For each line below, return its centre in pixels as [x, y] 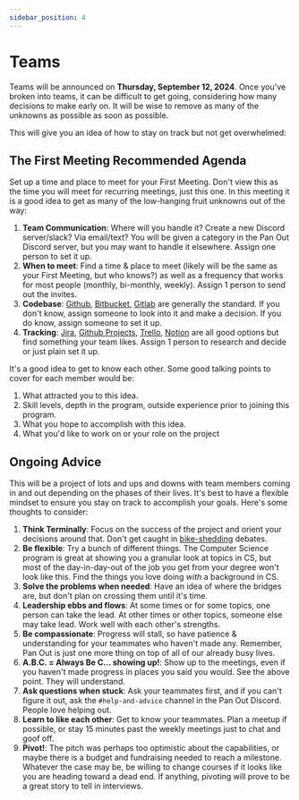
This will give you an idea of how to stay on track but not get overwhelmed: [148, 132]
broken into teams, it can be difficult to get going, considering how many [143, 96]
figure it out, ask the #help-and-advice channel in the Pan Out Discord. [152, 701]
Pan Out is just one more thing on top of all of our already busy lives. [149, 653]
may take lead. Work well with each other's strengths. [121, 625]
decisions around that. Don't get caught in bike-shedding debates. [145, 539]
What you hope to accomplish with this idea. [104, 424]
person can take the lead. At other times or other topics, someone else [152, 615]
